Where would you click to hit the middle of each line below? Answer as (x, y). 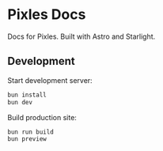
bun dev (20, 102)
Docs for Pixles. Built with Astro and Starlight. (81, 36)
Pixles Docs (47, 15)
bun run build (31, 132)
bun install (27, 95)
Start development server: (50, 80)
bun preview (27, 139)
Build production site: (42, 117)
